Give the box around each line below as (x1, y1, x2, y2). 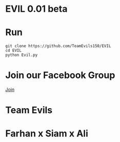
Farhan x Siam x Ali (5, 128, 89, 139)
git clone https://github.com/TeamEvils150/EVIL (5, 44, 111, 49)
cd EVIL (5, 48, 22, 53)
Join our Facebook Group (5, 70, 115, 81)
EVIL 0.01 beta (5, 3, 68, 15)
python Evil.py (5, 52, 38, 58)
